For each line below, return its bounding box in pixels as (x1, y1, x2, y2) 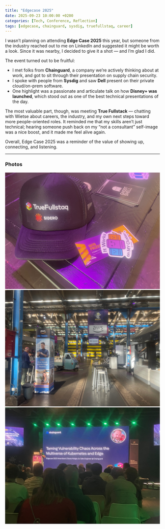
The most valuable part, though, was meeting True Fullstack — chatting (5, 108, 151, 114)
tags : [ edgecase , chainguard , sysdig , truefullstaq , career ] (5, 24, 133, 29)
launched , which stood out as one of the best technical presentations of (12, 94, 159, 100)
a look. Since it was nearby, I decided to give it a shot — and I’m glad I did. (5, 48, 156, 54)
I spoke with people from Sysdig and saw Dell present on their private (12, 78, 155, 84)
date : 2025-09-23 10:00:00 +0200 (5, 13, 74, 18)
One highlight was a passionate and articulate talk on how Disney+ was (12, 88, 157, 94)
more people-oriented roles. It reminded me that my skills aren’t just (5, 119, 142, 125)
